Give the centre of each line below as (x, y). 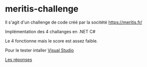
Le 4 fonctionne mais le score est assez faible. (51, 41)
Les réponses (19, 59)
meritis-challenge (42, 9)
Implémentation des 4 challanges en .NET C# (50, 31)
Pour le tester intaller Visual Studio (40, 50)
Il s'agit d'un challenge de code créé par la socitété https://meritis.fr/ (73, 22)
